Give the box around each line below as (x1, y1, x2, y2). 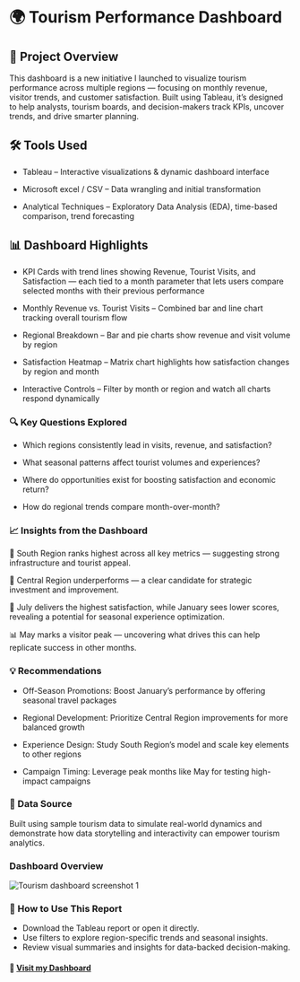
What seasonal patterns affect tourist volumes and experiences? (21, 457, 261, 468)
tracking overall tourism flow (21, 311, 128, 323)
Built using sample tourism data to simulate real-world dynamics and (9, 818, 262, 829)
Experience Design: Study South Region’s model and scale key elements (21, 739, 289, 750)
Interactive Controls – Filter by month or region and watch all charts (21, 383, 271, 394)
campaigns (49, 776, 91, 786)
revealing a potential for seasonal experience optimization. (9, 611, 226, 622)
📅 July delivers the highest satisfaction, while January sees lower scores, (9, 602, 279, 613)
